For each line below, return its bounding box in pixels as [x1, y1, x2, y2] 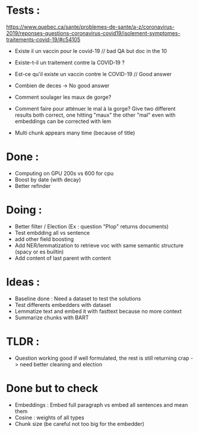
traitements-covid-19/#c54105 [6, 36, 81, 43]
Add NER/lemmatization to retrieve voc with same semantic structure [14, 241, 184, 249]
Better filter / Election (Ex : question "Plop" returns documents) [14, 222, 169, 230]
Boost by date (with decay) [14, 176, 81, 183]
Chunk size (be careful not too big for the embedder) [14, 420, 144, 427]
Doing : [6, 203, 43, 217]
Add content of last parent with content [14, 254, 111, 262]
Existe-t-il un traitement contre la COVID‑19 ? [14, 59, 125, 66]
